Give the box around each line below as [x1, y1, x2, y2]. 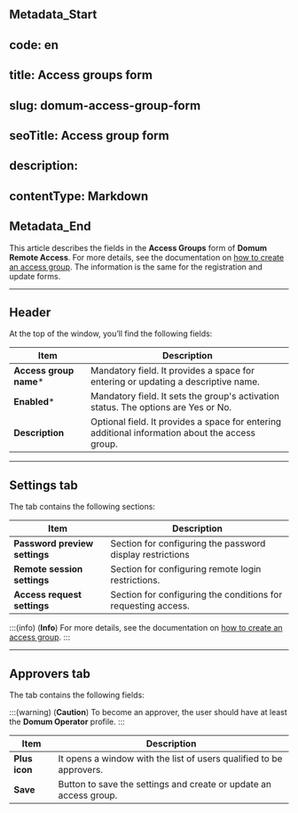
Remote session [13, 563, 83, 576]
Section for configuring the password [110, 537, 266, 550]
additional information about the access [90, 427, 255, 439]
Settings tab [9, 478, 78, 493]
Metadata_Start [9, 7, 98, 22]
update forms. [9, 270, 61, 281]
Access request [13, 589, 82, 601]
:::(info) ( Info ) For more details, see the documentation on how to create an [9, 623, 283, 633]
